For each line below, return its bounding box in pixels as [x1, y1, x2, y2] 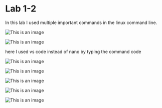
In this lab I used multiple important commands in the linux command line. [5, 19, 157, 25]
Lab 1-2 [5, 3, 37, 14]
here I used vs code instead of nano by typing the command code [5, 48, 141, 54]
